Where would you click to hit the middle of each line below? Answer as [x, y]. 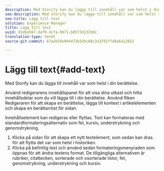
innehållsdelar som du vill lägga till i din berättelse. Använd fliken [70, 97]
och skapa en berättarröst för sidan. [41, 108]
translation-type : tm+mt [30, 37]
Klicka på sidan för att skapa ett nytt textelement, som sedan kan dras [82, 137]
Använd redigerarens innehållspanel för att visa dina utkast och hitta [74, 93]
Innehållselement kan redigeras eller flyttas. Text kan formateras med [75, 117]
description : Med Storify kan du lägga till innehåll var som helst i [78, 9]
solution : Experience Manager [36, 23]
